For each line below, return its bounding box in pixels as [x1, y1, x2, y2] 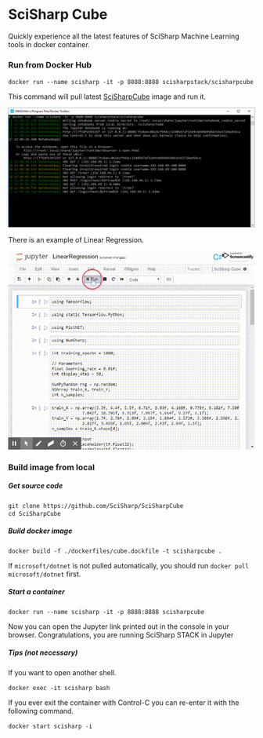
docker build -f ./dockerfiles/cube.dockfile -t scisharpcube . [8, 547, 222, 555]
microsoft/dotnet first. [8, 569, 81, 579]
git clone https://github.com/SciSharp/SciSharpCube [8, 502, 184, 510]
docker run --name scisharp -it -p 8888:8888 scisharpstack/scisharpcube [8, 79, 254, 86]
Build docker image [8, 526, 73, 535]
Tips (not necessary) [8, 648, 78, 657]
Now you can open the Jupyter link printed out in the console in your [8, 622, 229, 631]
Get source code [8, 481, 63, 491]
